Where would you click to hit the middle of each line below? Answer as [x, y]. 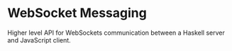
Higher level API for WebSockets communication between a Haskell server [116, 33]
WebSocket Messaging [77, 13]
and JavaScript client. [39, 40]
